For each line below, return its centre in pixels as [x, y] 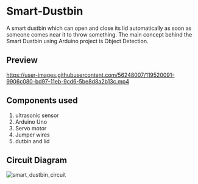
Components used [42, 101]
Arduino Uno [31, 122]
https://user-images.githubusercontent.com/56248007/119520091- [90, 75]
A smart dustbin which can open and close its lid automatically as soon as [99, 28]
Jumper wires [32, 135]
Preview [22, 60]
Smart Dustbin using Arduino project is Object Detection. [77, 41]
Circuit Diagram [37, 160]
